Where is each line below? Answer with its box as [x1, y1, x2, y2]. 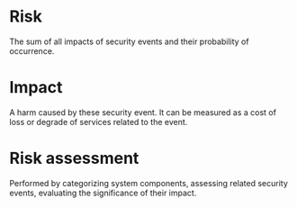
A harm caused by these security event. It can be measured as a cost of [9, 106, 277, 118]
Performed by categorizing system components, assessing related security [9, 177, 288, 188]
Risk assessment [9, 148, 139, 168]
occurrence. [9, 45, 55, 56]
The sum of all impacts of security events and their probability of [9, 36, 249, 47]
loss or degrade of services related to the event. [9, 116, 188, 127]
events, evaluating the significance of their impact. [9, 187, 197, 198]
